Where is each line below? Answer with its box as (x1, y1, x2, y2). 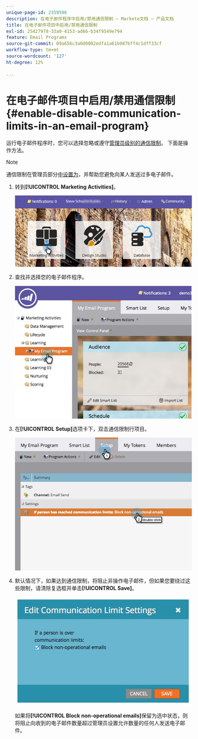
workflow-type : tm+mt (6, 47, 60, 53)
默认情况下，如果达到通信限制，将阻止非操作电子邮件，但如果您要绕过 (14, 577, 186, 585)
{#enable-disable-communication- (6, 106, 181, 120)
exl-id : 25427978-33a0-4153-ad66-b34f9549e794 (6, 28, 123, 34)
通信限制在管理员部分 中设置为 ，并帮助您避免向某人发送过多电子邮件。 (6, 171, 177, 178)
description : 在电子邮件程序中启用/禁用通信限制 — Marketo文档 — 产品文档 (6, 15, 174, 22)
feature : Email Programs (6, 34, 67, 41)
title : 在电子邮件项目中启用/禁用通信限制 (6, 22, 98, 28)
